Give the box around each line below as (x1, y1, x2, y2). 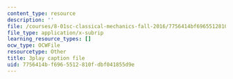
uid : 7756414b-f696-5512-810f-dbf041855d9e (7, 61, 135, 68)
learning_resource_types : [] (7, 36, 92, 43)
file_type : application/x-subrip (7, 29, 104, 36)
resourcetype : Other (7, 49, 67, 56)
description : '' (7, 16, 54, 23)
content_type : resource (7, 10, 76, 17)
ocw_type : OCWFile (7, 42, 60, 49)
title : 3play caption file (7, 55, 85, 62)
